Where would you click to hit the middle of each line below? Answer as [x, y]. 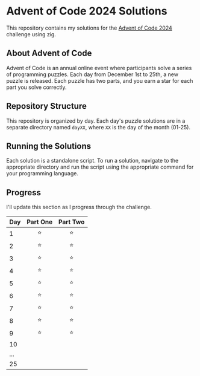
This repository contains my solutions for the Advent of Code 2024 [89, 28]
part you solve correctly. [37, 87]
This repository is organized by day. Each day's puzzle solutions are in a [96, 121]
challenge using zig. [31, 34]
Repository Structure [47, 106]
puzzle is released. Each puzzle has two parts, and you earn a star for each [100, 80]
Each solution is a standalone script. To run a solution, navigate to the [92, 161]
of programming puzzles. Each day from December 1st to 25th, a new [92, 74]
